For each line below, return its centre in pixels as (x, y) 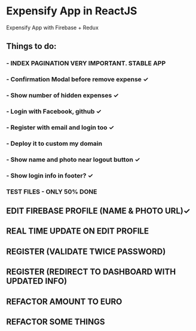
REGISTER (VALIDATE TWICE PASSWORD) (86, 251)
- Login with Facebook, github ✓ (54, 112)
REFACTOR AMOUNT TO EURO (64, 301)
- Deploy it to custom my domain (54, 143)
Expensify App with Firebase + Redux (52, 27)
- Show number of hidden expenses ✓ (62, 96)
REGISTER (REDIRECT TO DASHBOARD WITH (91, 272)
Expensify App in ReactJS (72, 11)
